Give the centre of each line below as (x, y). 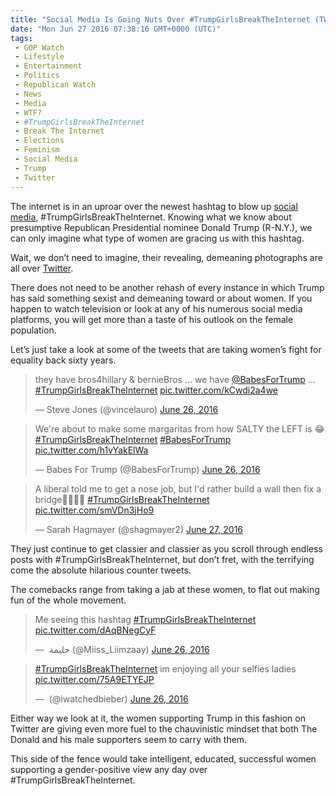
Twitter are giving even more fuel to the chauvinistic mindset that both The (164, 728)
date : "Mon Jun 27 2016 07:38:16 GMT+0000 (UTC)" (116, 29)
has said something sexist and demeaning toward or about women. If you (161, 298)
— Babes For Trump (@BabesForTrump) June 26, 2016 (147, 469)
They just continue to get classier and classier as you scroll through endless (166, 548)
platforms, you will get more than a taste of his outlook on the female (152, 319)
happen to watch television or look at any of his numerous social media (156, 308)
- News (28, 94)
